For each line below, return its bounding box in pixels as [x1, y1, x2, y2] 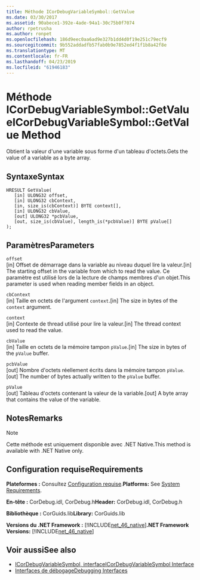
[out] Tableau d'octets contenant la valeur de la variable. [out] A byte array [6, 389, 189, 397]
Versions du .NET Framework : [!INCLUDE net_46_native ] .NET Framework [6, 521, 189, 529]
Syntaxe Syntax [6, 171, 64, 182]
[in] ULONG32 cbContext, [14, 198, 76, 204]
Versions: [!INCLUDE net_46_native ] [6, 527, 94, 535]
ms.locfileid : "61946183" [6, 64, 70, 70]
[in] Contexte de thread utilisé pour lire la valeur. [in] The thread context [6, 320, 181, 327]
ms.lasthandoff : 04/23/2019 [6, 59, 76, 65]
